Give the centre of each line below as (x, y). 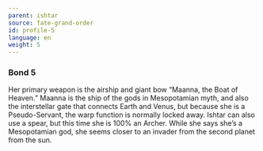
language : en (30, 38)
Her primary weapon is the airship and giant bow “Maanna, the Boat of (123, 90)
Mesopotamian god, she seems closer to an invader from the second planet (132, 132)
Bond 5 (22, 73)
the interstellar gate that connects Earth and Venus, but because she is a (127, 107)
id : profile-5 (32, 30)
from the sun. (30, 140)
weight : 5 (25, 45)
